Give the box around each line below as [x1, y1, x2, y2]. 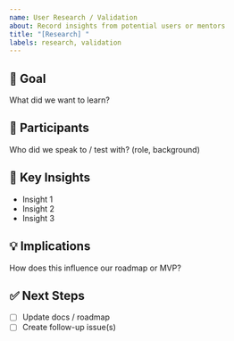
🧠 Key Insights [9, 170, 91, 186]
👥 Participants [9, 121, 89, 136]
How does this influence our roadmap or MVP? [9, 262, 181, 273]
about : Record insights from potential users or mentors [9, 21, 226, 30]
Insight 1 [21, 194, 54, 204]
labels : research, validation [9, 37, 122, 47]
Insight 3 [21, 212, 55, 223]
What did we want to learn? [9, 95, 110, 105]
